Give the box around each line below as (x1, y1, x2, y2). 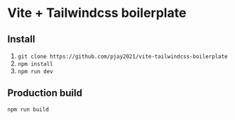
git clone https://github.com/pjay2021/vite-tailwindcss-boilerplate (17, 53, 229, 60)
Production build (7, 87, 83, 100)
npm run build (7, 106, 50, 113)
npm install (17, 61, 53, 68)
